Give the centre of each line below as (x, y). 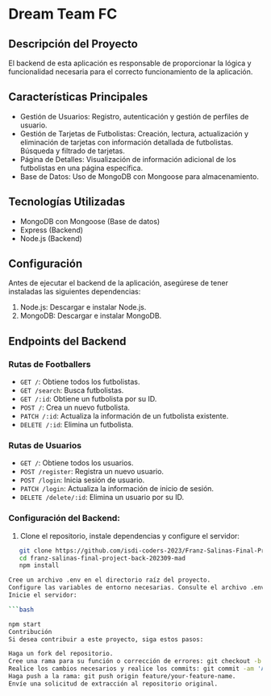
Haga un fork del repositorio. (61, 654)
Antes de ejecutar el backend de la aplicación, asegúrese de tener (118, 283)
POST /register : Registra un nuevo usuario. (92, 472)
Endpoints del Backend (67, 341)
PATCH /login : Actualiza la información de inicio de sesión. (117, 489)
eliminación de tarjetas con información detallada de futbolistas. (127, 142)
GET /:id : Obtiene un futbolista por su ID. (88, 399)
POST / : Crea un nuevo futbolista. (75, 407)
